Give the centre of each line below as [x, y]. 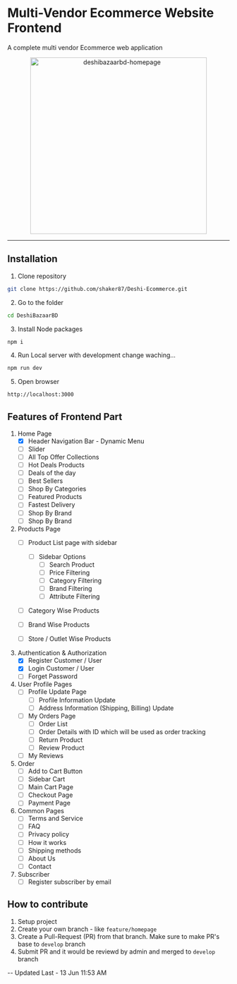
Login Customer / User [61, 668]
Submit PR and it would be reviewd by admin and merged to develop [116, 952]
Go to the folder [40, 302]
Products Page [39, 529]
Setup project [37, 921]
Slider [37, 449]
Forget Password [53, 676]
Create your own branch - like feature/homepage [87, 929]
